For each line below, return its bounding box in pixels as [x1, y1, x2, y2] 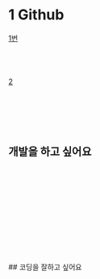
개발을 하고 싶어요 [8, 145, 92, 159]
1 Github [8, 6, 65, 24]
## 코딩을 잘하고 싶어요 [8, 262, 82, 272]
